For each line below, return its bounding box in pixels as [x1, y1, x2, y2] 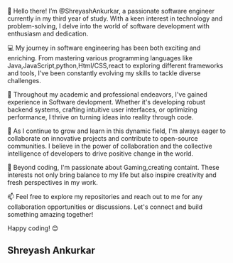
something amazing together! [7, 210, 94, 218]
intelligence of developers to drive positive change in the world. [7, 149, 194, 158]
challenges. [7, 77, 41, 85]
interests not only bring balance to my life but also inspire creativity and [7, 171, 217, 179]
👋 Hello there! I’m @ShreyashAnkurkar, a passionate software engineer [7, 7, 215, 15]
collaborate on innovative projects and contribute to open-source [7, 134, 198, 142]
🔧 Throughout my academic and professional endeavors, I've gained [7, 90, 207, 99]
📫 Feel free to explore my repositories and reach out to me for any [7, 193, 203, 200]
